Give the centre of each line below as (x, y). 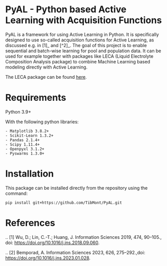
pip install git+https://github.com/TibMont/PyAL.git (64, 203)
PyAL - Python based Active (66, 9)
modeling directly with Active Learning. (46, 67)
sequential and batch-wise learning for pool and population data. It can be (83, 51)
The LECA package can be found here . (46, 77)
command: (17, 193)
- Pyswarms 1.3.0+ (25, 153)
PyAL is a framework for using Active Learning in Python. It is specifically (82, 34)
